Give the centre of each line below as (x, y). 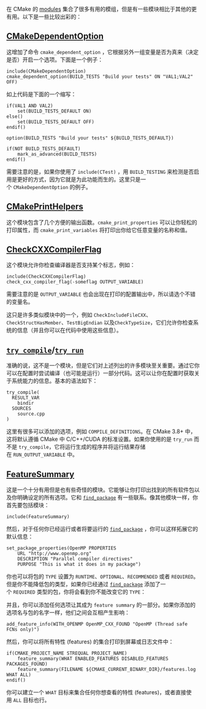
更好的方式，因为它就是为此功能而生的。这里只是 (79, 179)
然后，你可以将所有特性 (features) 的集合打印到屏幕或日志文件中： (90, 642)
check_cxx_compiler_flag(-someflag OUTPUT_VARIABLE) (75, 282)
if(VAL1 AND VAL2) (30, 106)
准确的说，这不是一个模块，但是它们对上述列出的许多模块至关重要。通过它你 (103, 366)
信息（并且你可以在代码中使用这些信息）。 (69, 330)
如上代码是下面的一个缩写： (41, 94)
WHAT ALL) (19, 675)
